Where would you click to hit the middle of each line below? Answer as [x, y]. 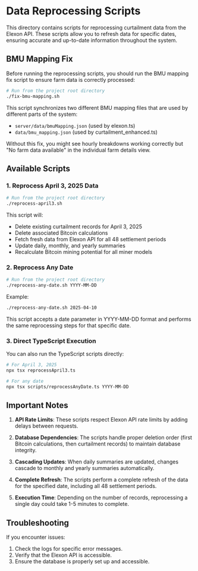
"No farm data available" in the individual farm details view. [78, 150]
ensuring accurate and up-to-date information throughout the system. [92, 40]
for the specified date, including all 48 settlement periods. [86, 486]
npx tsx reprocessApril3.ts [41, 371]
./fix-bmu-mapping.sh [33, 96]
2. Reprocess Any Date [40, 267]
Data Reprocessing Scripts [73, 11]
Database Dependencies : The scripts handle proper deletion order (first [103, 438]
